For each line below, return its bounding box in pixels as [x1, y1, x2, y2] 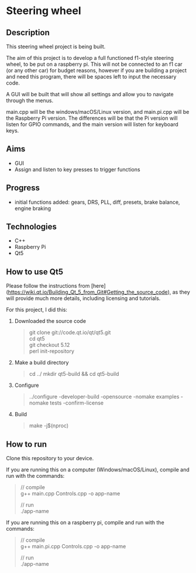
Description [6, 28, 50, 38]
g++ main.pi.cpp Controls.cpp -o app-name [20, 543, 126, 550]
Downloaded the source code [14, 318, 87, 325]
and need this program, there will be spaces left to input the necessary [6, 73, 177, 80]
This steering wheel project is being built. [6, 43, 106, 50]
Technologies [6, 222, 57, 232]
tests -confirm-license [49, 399, 104, 406]
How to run [6, 439, 47, 449]
